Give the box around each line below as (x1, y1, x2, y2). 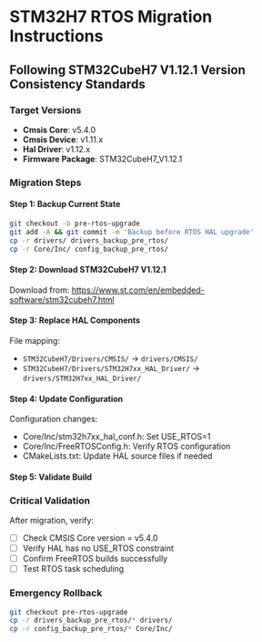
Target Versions (9, 103, 82, 116)
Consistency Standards (9, 76, 146, 92)
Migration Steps (9, 176, 82, 189)
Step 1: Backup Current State (9, 199, 121, 210)
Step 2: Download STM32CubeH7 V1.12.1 (9, 264, 166, 275)
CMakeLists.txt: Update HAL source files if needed (22, 450, 213, 461)
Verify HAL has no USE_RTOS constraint (22, 543, 175, 554)
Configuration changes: (9, 413, 98, 425)
